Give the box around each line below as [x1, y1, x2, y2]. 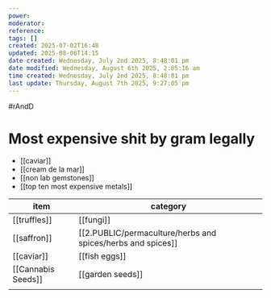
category [150, 201, 187, 212]
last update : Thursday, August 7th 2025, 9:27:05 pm [8, 79, 190, 87]
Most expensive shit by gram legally [8, 130, 256, 147]
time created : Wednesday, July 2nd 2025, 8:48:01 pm [8, 72, 190, 80]
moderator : [8, 19, 45, 27]
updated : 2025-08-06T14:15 [8, 49, 99, 57]
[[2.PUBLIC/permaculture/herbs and [78, 227, 217, 238]
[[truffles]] [12, 214, 52, 226]
